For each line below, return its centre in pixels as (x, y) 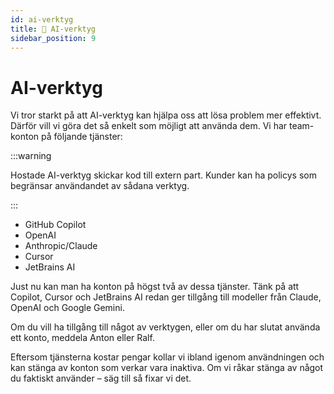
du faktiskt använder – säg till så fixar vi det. (101, 378)
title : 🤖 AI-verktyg (53, 29)
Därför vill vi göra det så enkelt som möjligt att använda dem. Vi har (149, 126)
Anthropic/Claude (61, 246)
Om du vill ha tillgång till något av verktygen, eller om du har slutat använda (165, 327)
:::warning (31, 156)
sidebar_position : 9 (53, 38)
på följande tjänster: (82, 137)
